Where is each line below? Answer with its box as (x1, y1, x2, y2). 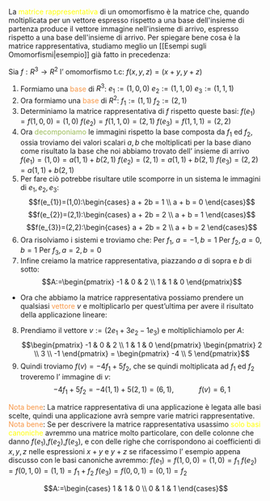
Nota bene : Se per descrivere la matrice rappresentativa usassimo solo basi (8, 419, 261, 429)
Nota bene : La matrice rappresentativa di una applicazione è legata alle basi (8, 402, 261, 411)
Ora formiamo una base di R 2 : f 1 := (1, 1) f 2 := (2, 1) (19, 95, 188, 107)
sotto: (19, 264, 40, 274)
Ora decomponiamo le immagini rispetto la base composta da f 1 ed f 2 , (19, 127, 253, 138)
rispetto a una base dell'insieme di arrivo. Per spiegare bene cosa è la (8, 32, 241, 42)
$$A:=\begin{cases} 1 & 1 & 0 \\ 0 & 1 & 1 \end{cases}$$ (43, 483, 229, 493)
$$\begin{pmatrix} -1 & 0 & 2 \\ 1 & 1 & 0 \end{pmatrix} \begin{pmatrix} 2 (21, 339, 263, 350)
